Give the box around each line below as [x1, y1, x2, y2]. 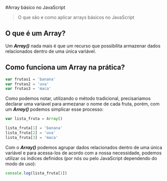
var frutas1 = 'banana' [5, 76, 56, 82]
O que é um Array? [5, 29, 66, 38]
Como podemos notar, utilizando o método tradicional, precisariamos [5, 95, 151, 102]
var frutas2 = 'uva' [5, 82, 50, 87]
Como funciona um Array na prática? [5, 63, 125, 72]
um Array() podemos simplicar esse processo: [5, 106, 104, 112]
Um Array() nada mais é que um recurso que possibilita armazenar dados [5, 43, 161, 49]
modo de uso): [5, 160, 36, 167]
